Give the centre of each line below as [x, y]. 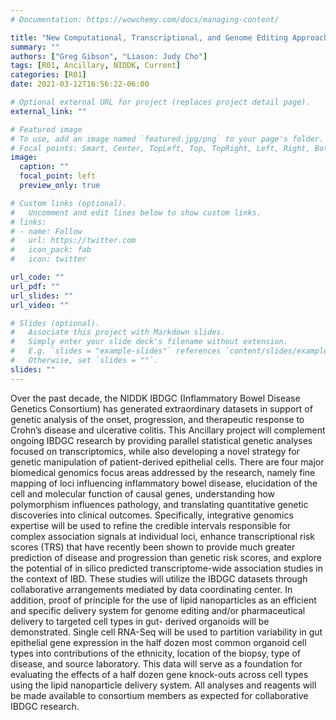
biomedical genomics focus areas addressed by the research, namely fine [163, 472]
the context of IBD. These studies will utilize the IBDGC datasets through [159, 578]
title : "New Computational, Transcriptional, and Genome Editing [149, 37]
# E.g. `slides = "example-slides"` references [116, 351]
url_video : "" [40, 305]
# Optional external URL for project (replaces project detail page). [160, 102]
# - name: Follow [46, 231]
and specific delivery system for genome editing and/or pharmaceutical [158, 610]
